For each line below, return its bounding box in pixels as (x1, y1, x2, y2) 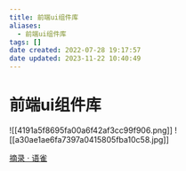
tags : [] (9, 37, 42, 47)
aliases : (9, 21, 42, 30)
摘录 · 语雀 (9, 152, 47, 163)
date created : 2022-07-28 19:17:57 (9, 46, 142, 55)
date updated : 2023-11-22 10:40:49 (9, 54, 142, 63)
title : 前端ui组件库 (9, 12, 78, 22)
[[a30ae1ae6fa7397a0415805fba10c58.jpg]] (9, 134, 169, 144)
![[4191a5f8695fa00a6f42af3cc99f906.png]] (9, 125, 174, 136)
